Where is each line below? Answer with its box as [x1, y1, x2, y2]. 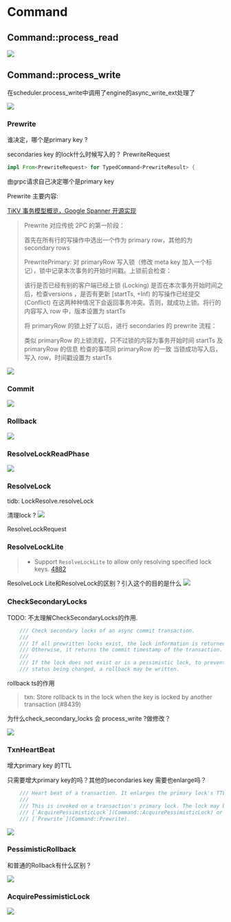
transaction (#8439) [23, 700, 81, 708]
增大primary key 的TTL [7, 761, 72, 770]
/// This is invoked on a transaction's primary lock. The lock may [19, 802, 220, 810]
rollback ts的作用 [7, 679, 55, 687]
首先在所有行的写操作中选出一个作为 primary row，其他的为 [23, 236, 193, 244]
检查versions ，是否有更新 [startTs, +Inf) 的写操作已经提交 [36, 289, 201, 298]
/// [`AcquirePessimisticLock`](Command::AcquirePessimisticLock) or [19, 809, 223, 816]
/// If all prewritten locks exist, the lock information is [19, 640, 198, 647]
